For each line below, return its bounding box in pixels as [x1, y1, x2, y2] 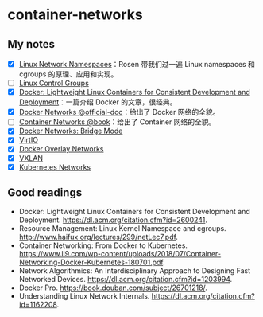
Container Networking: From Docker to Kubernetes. [18, 241, 188, 250]
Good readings [7, 186, 83, 200]
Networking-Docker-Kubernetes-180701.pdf [18, 257, 164, 268]
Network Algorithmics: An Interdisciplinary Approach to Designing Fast [18, 266, 251, 276]
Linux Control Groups [18, 78, 89, 88]
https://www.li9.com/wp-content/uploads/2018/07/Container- [18, 249, 222, 259]
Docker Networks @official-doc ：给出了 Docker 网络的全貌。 [18, 108, 220, 117]
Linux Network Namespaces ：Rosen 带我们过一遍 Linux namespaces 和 [18, 60, 256, 68]
